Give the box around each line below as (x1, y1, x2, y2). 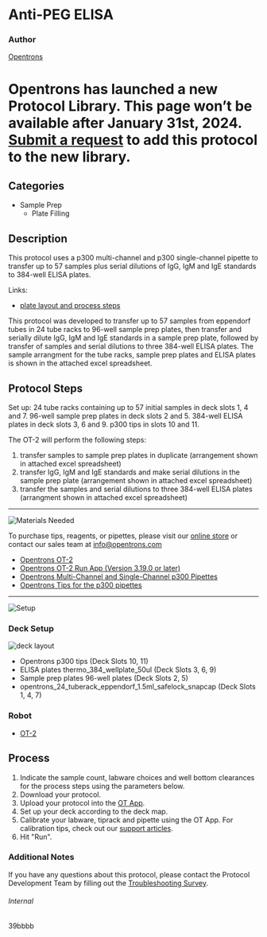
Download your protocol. (19, 790, 102, 799)
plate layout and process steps (19, 301, 121, 310)
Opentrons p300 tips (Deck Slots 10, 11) (19, 657, 149, 666)
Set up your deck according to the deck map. (19, 806, 168, 816)
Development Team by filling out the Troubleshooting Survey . (8, 878, 209, 888)
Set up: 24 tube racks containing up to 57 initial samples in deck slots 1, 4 (8, 403, 249, 412)
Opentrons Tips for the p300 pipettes (19, 580, 142, 590)
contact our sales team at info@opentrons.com (8, 540, 163, 549)
